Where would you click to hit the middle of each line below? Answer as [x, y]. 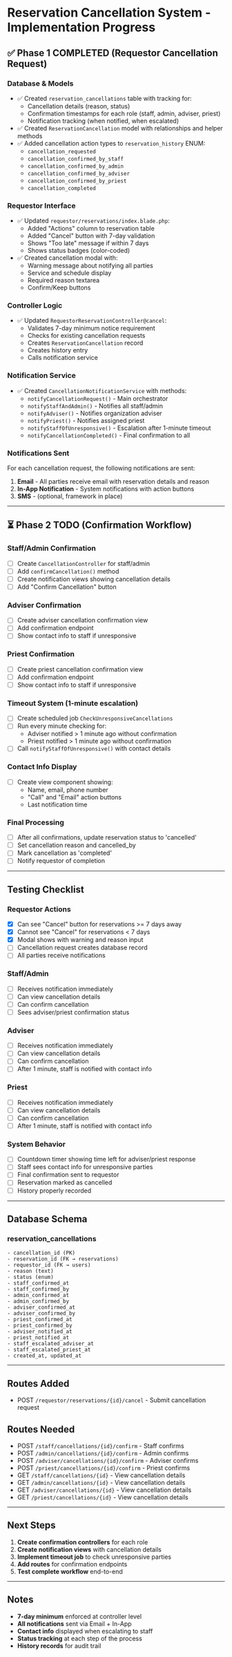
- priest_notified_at [38, 1338]
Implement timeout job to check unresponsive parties [94, 1557]
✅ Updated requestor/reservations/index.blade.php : [94, 221]
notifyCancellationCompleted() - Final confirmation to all [109, 435]
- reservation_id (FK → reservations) [63, 1259]
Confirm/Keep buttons [59, 287]
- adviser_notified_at [40, 1332]
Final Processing [36, 822]
